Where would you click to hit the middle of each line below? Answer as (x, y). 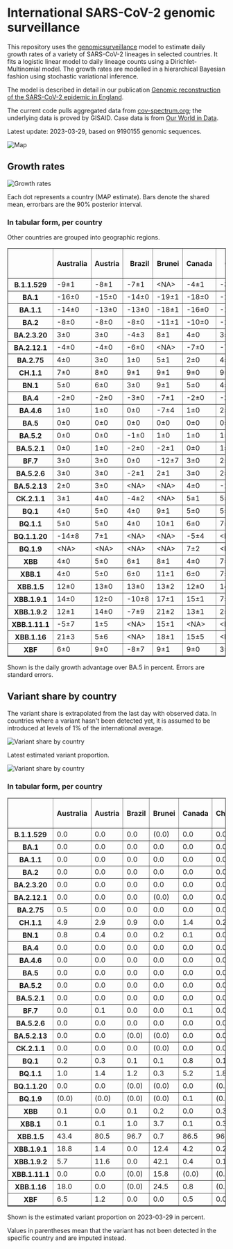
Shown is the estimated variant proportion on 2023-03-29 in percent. (106, 1217)
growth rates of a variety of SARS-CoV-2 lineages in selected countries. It (113, 54)
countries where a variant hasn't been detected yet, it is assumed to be (109, 721)
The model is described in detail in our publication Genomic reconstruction (114, 90)
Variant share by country (62, 697)
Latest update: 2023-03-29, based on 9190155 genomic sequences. (105, 131)
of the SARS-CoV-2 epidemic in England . (66, 97)
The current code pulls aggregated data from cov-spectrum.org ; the (105, 110)
